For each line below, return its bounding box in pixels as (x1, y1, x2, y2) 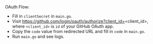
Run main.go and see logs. (12, 33, 64, 39)
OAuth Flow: (5, 4, 30, 10)
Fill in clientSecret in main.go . (12, 13, 73, 19)
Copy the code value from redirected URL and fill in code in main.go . (12, 29, 145, 34)
